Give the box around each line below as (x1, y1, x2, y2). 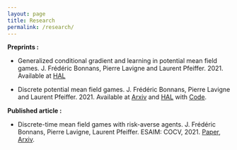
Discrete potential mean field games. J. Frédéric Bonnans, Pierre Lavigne (17, 86, 231, 94)
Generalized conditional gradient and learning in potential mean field (17, 57, 218, 65)
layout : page (7, 10, 46, 18)
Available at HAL (17, 71, 66, 80)
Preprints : (7, 43, 39, 52)
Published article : (7, 107, 62, 115)
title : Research (7, 17, 55, 24)
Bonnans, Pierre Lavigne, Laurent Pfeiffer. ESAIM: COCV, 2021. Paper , (17, 128, 221, 137)
